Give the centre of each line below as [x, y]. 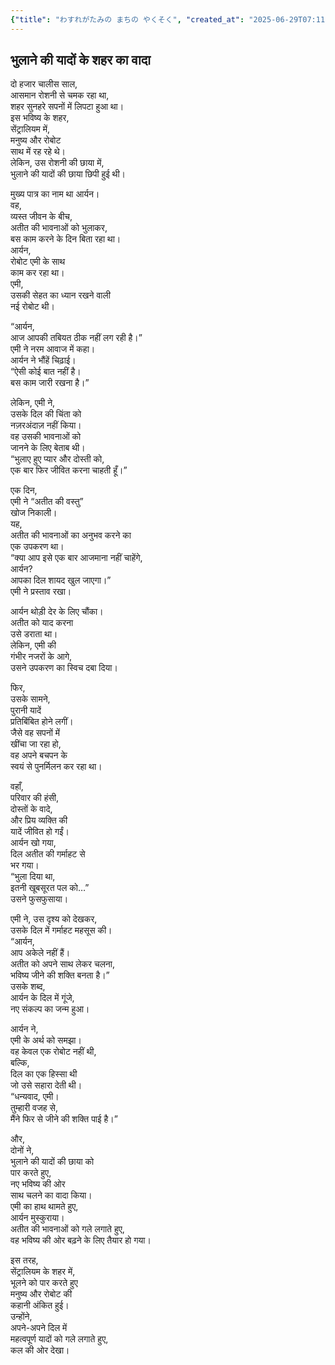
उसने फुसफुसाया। [39, 899]
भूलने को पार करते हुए [44, 1283]
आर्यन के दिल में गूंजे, [42, 998]
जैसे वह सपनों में [35, 733]
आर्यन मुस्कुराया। [37, 1218]
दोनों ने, [22, 1150]
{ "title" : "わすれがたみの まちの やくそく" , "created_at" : [127, 19]
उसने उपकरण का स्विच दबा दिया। [64, 668]
